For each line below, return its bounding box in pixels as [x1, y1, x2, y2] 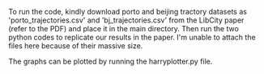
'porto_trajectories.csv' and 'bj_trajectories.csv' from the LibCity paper [8, 15, 245, 25]
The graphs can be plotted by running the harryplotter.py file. [8, 56, 213, 66]
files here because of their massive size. [8, 41, 143, 51]
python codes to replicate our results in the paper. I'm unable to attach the [8, 32, 257, 42]
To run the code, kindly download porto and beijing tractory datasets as [8, 7, 247, 16]
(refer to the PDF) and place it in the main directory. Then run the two [8, 24, 239, 33]
